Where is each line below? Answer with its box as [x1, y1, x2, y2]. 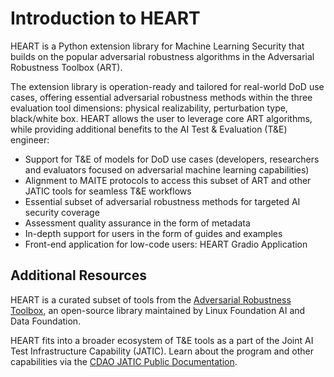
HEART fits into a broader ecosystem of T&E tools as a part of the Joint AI [10, 334, 314, 346]
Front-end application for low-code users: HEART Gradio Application [24, 238, 308, 250]
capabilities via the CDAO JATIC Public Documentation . [10, 355, 238, 367]
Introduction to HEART [10, 7, 201, 30]
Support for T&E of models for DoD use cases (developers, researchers [24, 153, 320, 165]
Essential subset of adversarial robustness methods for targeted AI [24, 195, 301, 207]
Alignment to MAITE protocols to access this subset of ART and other [24, 174, 312, 186]
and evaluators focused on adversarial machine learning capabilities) [24, 163, 310, 176]
